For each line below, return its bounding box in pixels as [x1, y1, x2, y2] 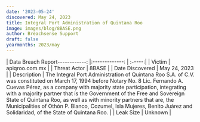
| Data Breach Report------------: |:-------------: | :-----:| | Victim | [6, 58, 170, 65]
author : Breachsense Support [6, 31, 79, 37]
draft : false [6, 36, 39, 42]
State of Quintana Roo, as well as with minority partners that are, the [6, 96, 174, 103]
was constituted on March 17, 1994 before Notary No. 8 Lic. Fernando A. [6, 77, 183, 84]
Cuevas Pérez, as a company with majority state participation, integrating [6, 83, 187, 90]
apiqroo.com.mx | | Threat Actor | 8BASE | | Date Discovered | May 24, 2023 [6, 64, 194, 71]
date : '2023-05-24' [6, 8, 55, 15]
